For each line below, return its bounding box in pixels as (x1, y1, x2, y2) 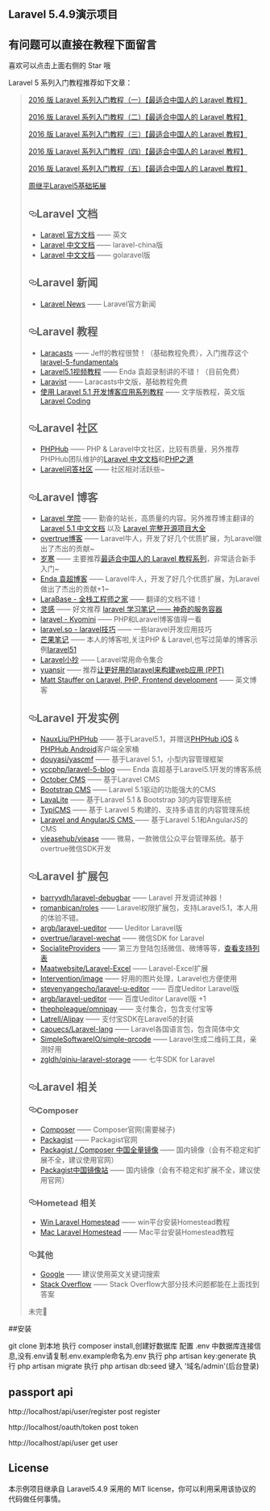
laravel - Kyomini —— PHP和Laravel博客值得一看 (39, 614, 202, 624)
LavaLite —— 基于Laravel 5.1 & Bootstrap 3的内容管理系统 (39, 795, 232, 804)
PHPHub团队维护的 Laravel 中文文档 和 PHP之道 (39, 454, 194, 464)
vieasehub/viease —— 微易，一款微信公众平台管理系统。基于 (39, 834, 244, 843)
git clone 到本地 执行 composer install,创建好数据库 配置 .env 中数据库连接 (8, 1341, 255, 1351)
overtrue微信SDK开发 (39, 844, 111, 854)
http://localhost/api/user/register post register (8, 1406, 161, 1416)
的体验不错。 (39, 913, 83, 922)
